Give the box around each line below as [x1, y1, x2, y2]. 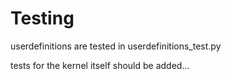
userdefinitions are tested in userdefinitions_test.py [10, 40, 222, 52]
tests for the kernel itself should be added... [10, 59, 190, 71]
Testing [10, 7, 75, 30]
